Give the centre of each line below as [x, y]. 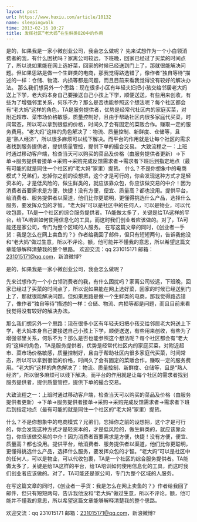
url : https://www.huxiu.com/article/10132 [59, 17]
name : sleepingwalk [30, 22]
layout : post [22, 11]
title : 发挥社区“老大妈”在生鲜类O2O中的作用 [55, 34]
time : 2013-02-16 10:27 [35, 28]
